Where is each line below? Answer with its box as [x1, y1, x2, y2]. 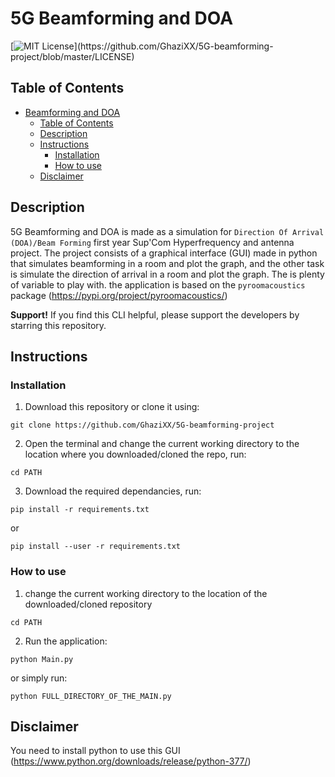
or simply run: [10, 672, 68, 684]
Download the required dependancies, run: [24, 485, 202, 497]
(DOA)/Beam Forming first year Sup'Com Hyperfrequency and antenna [10, 236, 295, 248]
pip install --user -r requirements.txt [10, 542, 182, 552]
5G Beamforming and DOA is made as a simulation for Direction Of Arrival [10, 225, 325, 237]
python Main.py [10, 654, 74, 664]
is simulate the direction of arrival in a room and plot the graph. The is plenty [10, 268, 325, 280]
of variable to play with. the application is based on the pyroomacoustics [10, 278, 306, 291]
